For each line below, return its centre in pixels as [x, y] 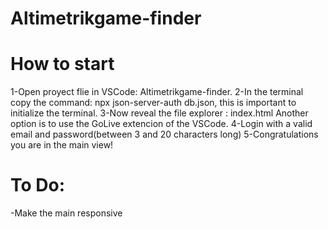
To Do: [38, 185]
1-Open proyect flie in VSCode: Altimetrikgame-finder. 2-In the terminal [157, 92]
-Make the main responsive [66, 213]
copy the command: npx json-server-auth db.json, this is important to [153, 103]
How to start [62, 64]
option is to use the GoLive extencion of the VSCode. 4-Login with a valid [161, 124]
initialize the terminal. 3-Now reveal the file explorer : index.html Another [159, 113]
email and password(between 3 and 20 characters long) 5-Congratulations [164, 134]
